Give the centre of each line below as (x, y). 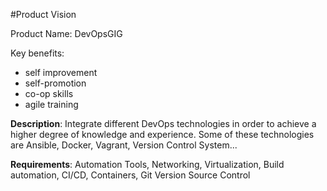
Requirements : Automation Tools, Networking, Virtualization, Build (147, 164)
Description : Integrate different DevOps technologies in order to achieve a (163, 123)
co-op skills (49, 93)
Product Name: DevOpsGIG (66, 33)
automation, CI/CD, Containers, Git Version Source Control (130, 175)
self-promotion (55, 83)
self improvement (61, 72)
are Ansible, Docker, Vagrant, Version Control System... (124, 145)
